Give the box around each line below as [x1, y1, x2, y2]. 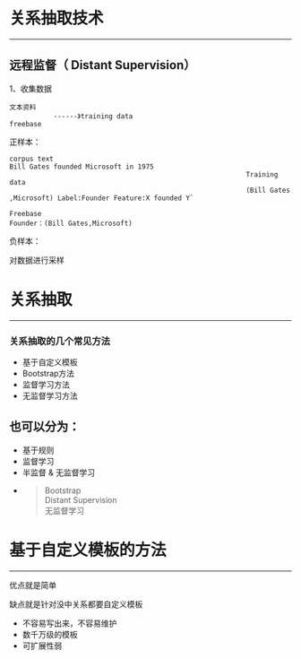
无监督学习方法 [21, 390, 78, 401]
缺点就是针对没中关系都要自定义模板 [9, 598, 143, 610]
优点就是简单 [9, 579, 56, 590]
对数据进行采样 [9, 255, 64, 265]
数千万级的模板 [21, 629, 78, 639]
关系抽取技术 [9, 8, 105, 29]
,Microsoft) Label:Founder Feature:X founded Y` [9, 194, 194, 203]
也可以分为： [9, 419, 81, 435]
